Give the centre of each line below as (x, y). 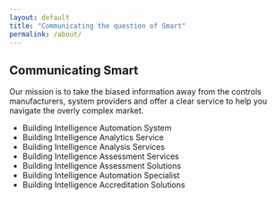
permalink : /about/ (46, 34)
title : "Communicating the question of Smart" (98, 26)
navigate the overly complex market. (77, 111)
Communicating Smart (74, 70)
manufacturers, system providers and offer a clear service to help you (138, 101)
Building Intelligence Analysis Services (94, 147)
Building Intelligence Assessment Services (100, 156)
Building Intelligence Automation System (97, 128)
